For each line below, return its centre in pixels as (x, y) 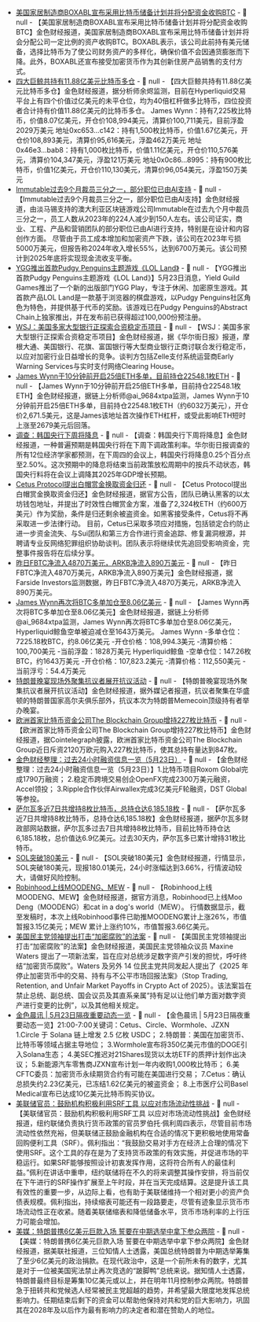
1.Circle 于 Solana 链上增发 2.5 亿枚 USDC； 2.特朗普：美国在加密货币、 (132, 1035)
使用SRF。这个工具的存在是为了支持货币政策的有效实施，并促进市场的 (129, 1153)
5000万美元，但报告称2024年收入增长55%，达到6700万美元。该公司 (128, 248)
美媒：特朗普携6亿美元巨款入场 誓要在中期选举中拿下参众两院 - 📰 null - (130, 1231)
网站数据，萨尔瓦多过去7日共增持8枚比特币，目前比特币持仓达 (130, 828)
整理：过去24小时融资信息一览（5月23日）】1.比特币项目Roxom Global (128, 769)
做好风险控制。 (60, 877)
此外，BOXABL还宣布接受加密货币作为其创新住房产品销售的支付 (133, 61)
